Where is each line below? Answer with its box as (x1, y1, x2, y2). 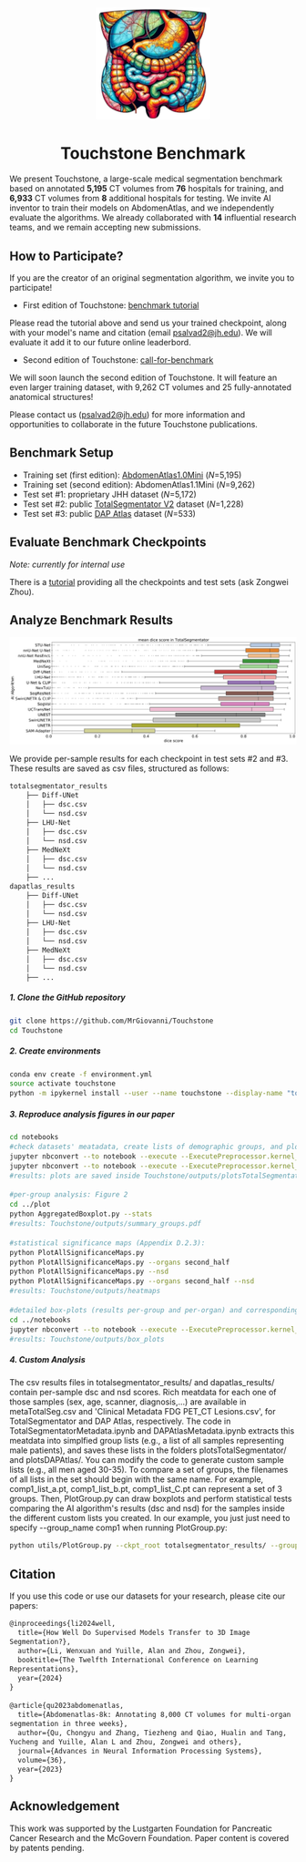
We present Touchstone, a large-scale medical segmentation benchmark (9, 173, 283, 184)
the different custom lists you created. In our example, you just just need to (9, 1513, 291, 1524)
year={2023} (17, 1765, 64, 1775)
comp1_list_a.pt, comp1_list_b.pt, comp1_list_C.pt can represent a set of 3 (9, 1484, 282, 1495)
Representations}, (9, 1665, 79, 1674)
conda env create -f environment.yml (9, 1069, 153, 1079)
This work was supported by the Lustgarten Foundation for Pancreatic (9, 1823, 273, 1834)
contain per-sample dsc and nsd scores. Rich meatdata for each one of (9, 1387, 277, 1398)
